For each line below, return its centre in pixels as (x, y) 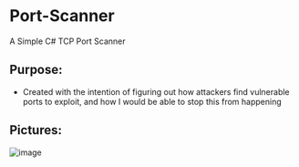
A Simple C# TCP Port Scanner (67, 41)
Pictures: (36, 130)
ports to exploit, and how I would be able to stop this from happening (152, 101)
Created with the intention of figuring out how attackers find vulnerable (156, 91)
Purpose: (36, 70)
